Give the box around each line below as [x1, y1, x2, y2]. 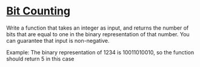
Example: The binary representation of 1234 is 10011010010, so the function [6, 48, 195, 56]
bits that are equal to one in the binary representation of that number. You [6, 30, 190, 37]
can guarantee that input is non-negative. [6, 37, 110, 44]
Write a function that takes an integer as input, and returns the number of [6, 24, 189, 31]
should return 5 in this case [6, 55, 75, 62]
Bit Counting [6, 4, 71, 18]
